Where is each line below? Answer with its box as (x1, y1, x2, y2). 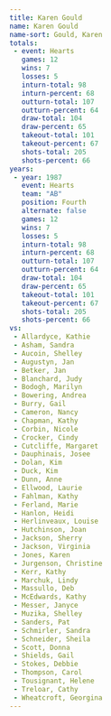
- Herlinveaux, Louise (13, 516, 99, 526)
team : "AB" (21, 190, 63, 199)
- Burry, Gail (13, 399, 67, 409)
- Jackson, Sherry (13, 534, 83, 543)
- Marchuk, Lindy (13, 575, 79, 585)
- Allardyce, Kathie (13, 332, 91, 341)
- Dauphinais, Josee (13, 450, 91, 459)
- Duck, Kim (13, 467, 59, 476)
